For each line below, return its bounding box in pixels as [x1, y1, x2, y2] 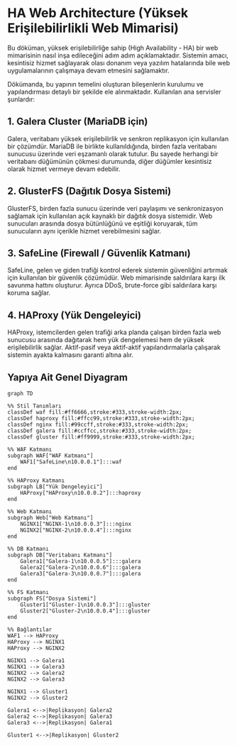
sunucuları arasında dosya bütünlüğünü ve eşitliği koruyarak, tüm [7, 219, 198, 228]
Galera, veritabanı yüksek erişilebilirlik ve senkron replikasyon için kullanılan [7, 134, 229, 143]
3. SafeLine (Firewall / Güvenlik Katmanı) [7, 247, 191, 259]
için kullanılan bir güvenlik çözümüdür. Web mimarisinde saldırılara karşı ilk [7, 273, 226, 282]
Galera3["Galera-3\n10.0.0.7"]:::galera [20, 570, 141, 577]
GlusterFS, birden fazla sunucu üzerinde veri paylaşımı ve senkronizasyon [7, 204, 224, 212]
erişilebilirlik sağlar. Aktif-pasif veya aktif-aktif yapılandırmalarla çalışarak [7, 343, 221, 352]
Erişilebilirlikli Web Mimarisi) [7, 20, 180, 36]
